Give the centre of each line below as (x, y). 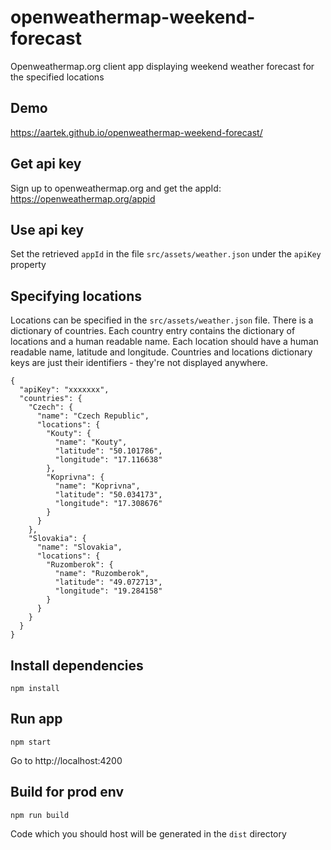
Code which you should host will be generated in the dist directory (148, 833)
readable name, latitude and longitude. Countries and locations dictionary (161, 352)
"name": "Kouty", (91, 442)
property (28, 265)
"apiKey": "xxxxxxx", (64, 390)
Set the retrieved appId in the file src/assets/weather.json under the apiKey (166, 254)
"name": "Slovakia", (79, 547)
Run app (36, 719)
